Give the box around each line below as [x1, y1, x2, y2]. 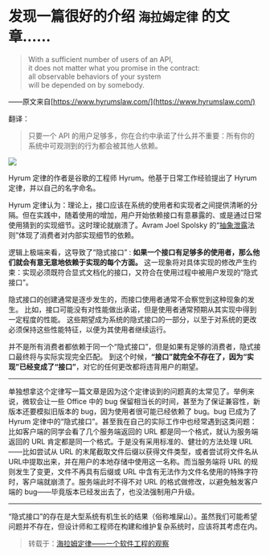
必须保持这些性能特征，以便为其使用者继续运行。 [8, 325, 170, 334]
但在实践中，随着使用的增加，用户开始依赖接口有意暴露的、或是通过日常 [22, 210, 262, 219]
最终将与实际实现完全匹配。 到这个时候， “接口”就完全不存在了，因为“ [14, 351, 247, 362]
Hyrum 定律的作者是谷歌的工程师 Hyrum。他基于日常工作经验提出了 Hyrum [8, 173, 257, 182]
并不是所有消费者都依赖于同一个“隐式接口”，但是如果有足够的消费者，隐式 [8, 341, 255, 351]
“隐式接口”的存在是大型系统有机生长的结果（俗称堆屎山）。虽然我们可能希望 [8, 511, 258, 521]
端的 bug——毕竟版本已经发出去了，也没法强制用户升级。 [8, 487, 199, 497]
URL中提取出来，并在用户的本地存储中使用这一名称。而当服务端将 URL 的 [8, 456, 252, 466]
